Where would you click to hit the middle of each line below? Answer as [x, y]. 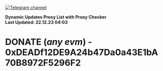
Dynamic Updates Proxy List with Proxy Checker [56, 17]
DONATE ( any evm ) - [49, 42]
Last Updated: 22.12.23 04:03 [37, 22]
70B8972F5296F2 [43, 63]
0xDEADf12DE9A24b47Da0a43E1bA [81, 53]
